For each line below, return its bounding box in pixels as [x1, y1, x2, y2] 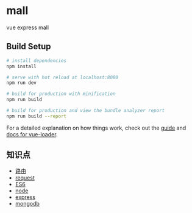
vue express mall [6, 24, 49, 31]
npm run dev [6, 80, 37, 86]
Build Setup [6, 41, 51, 52]
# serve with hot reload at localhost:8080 [6, 74, 119, 80]
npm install [6, 63, 37, 69]
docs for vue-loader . [6, 130, 58, 138]
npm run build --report [6, 113, 67, 119]
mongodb [15, 200, 40, 207]
